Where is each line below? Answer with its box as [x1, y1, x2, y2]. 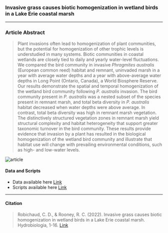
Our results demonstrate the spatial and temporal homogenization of [17, 83, 159, 89]
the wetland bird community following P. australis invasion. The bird [17, 88, 157, 94]
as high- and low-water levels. [17, 146, 80, 152]
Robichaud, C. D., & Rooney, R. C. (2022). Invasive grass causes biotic [17, 211, 162, 217]
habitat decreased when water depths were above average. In [17, 104, 145, 110]
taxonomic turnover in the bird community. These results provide [17, 125, 151, 131]
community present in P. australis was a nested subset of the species [17, 93, 161, 99]
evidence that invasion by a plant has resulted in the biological [17, 130, 146, 136]
